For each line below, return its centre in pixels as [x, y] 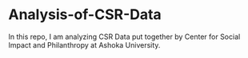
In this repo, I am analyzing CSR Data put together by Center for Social [124, 37]
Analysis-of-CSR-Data [85, 15]
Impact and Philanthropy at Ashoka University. [84, 44]
